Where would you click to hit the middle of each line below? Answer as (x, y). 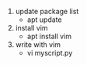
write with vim (38, 45)
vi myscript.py (50, 53)
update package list (47, 11)
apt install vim (49, 36)
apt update (44, 20)
